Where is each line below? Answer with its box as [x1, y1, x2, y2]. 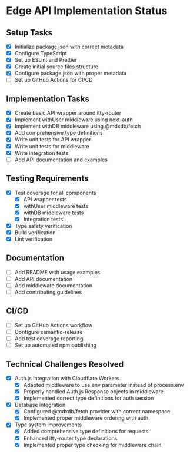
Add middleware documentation [14, 281, 93, 289]
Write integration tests [14, 149, 69, 157]
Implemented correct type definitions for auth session [23, 395, 154, 402]
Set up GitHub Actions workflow [14, 322, 93, 329]
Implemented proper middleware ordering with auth [23, 415, 149, 422]
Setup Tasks [6, 28, 53, 38]
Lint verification [14, 236, 53, 243]
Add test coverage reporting [14, 335, 84, 342]
